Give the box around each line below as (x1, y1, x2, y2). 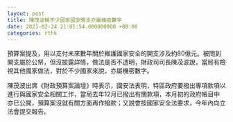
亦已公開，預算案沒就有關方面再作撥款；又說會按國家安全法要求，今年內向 (7, 98, 220, 107)
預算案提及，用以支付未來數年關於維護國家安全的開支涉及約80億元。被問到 (7, 49, 222, 58)
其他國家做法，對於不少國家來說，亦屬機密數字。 (12, 67, 153, 75)
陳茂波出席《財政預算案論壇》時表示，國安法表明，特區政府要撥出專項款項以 (7, 81, 226, 90)
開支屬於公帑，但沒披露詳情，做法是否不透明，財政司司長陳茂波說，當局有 (7, 58, 220, 67)
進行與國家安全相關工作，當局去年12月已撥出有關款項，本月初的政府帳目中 (7, 90, 221, 98)
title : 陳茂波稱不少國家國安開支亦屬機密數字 (7, 17, 123, 24)
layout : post (7, 10, 45, 17)
